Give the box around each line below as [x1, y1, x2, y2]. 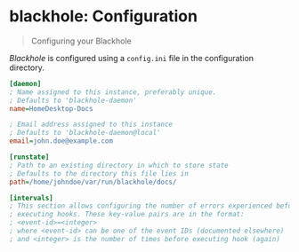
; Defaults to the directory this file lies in [9, 169, 190, 178]
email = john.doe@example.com [9, 137, 114, 146]
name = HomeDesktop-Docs [9, 104, 93, 113]
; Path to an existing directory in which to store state [9, 161, 229, 169]
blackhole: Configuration [9, 6, 198, 27]
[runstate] [9, 153, 50, 161]
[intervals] [9, 193, 53, 202]
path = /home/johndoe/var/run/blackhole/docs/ [9, 177, 177, 186]
